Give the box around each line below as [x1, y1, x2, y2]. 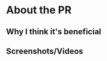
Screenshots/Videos [6, 46, 83, 56]
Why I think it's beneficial [6, 27, 102, 37]
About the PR [6, 3, 72, 17]
